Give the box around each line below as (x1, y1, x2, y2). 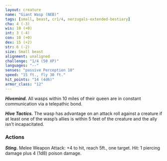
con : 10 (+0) (5, 35, 32, 40)
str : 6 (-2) (5, 44, 30, 49)
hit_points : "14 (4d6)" (5, 77, 55, 82)
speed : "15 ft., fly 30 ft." (5, 72, 66, 77)
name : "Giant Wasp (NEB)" (5, 12, 59, 17)
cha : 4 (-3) (5, 21, 30, 26)
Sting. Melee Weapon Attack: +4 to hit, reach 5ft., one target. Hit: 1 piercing (5, 144, 161, 150)
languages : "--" (5, 63, 39, 68)
